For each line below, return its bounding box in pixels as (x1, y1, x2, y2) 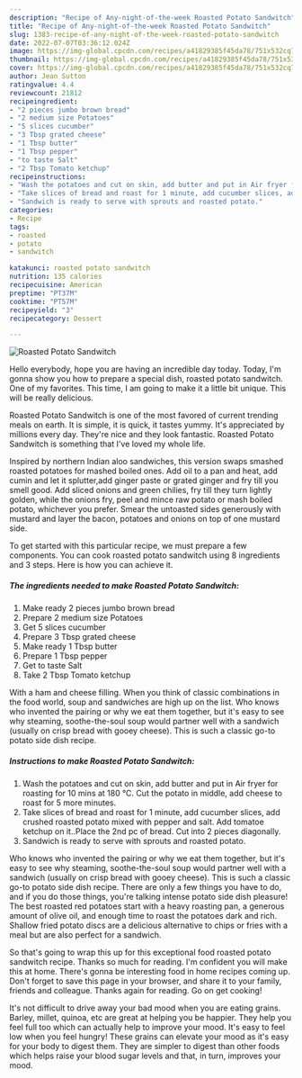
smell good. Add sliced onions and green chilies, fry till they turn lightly (9, 485, 272, 496)
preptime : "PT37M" (9, 289, 78, 298)
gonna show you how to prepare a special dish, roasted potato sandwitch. (9, 373, 283, 384)
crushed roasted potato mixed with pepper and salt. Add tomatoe (22, 816, 265, 828)
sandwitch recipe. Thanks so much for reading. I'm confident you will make (9, 957, 288, 967)
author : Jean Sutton (9, 72, 87, 81)
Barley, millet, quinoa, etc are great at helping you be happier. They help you (9, 1012, 292, 1023)
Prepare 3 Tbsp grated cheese (22, 632, 137, 642)
